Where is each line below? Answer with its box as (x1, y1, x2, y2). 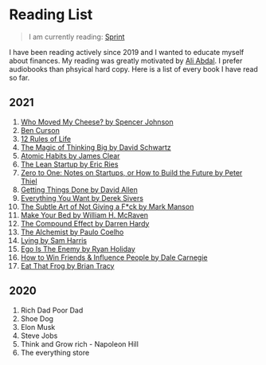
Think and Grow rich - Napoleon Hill (20, 339, 139, 348)
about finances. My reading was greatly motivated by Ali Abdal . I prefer (9, 56, 243, 65)
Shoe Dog (20, 313, 54, 324)
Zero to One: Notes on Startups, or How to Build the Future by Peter (20, 167, 243, 177)
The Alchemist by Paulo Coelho (20, 227, 124, 237)
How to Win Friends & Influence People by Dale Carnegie (20, 253, 208, 262)
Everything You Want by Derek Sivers (20, 193, 144, 202)
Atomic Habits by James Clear (20, 151, 120, 160)
